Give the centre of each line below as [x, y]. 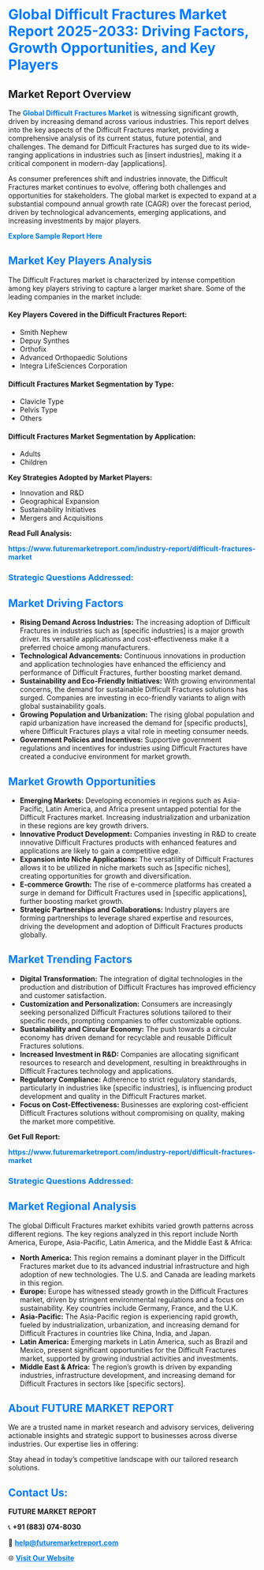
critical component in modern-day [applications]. [88, 163]
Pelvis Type [38, 410]
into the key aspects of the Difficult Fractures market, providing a [113, 130]
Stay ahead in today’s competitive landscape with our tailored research [123, 1459]
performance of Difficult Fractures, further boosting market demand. [131, 672]
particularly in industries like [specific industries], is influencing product [136, 1087]
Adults [30, 454]
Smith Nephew [44, 333]
